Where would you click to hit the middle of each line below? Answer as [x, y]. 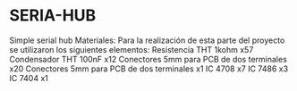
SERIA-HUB [53, 16]
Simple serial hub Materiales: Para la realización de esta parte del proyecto [147, 40]
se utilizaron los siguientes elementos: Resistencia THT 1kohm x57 [132, 49]
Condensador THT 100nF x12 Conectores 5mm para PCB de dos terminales [148, 59]
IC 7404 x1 [29, 78]
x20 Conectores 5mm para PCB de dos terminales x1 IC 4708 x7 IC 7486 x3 [149, 69]
